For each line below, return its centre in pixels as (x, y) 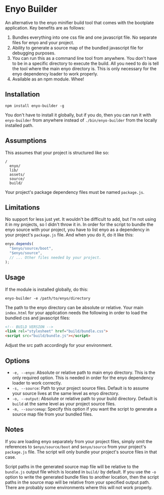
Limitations (22, 207)
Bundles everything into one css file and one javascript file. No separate (84, 37)
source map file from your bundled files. (52, 414)
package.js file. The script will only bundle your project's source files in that (81, 452)
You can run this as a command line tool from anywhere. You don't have (84, 58)
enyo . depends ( (20, 244)
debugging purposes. (34, 53)
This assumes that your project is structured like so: (57, 153)
